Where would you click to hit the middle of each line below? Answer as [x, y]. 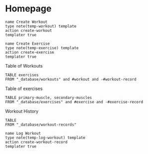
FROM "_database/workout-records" [41, 125]
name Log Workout [23, 133]
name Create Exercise [28, 43]
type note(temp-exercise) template [42, 48]
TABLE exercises [22, 75]
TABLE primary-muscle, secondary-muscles [49, 97]
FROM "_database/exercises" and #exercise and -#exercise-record [74, 102]
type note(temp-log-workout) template [45, 138]
